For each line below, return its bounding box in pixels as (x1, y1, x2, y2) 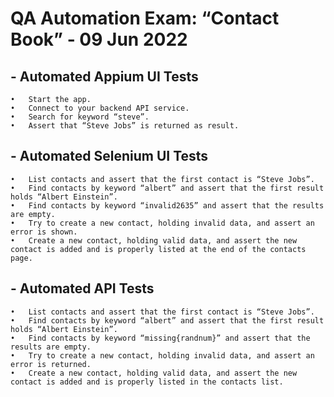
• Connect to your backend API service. (10, 103, 190, 113)
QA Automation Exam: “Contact (10, 7, 280, 30)
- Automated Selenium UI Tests (10, 148, 209, 165)
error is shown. (10, 227, 78, 237)
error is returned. (10, 359, 92, 369)
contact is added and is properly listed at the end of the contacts (10, 244, 307, 254)
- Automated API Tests (10, 280, 155, 297)
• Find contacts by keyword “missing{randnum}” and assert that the (10, 333, 311, 343)
